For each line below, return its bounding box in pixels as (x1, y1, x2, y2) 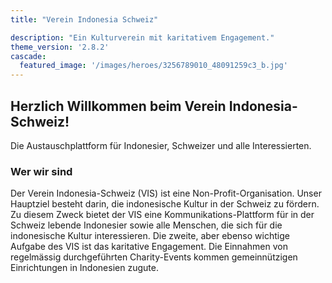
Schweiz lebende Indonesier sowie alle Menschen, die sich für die (10, 219, 283, 231)
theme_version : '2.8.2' (10, 42, 110, 52)
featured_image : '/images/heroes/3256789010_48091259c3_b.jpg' (19, 61, 288, 71)
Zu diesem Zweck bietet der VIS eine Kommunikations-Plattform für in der (10, 209, 315, 221)
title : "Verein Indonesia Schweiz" (10, 14, 159, 25)
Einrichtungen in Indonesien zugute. (10, 262, 159, 274)
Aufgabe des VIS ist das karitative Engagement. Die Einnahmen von (10, 241, 288, 253)
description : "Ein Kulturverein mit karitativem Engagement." (10, 32, 275, 43)
